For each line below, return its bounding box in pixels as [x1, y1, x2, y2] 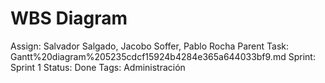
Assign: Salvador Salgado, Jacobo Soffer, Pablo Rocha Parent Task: [10, 40, 290, 52]
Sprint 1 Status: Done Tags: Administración [10, 61, 186, 73]
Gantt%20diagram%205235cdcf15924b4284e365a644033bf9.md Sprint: [10, 50, 316, 62]
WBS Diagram [10, 7, 128, 30]
